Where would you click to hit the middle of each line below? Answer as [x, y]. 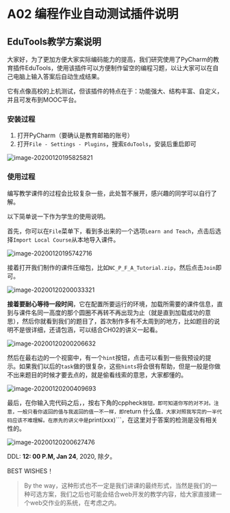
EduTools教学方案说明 [54, 42]
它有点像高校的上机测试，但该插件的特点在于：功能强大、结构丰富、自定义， [115, 91]
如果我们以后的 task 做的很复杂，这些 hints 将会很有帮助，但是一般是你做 [120, 366]
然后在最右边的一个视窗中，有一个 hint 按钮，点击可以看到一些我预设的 [106, 357]
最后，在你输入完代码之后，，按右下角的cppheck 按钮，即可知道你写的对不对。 [111, 402]
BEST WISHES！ [30, 470]
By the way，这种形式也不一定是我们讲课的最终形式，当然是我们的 [117, 486]
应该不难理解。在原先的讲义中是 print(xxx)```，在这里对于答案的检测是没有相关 [115, 420]
